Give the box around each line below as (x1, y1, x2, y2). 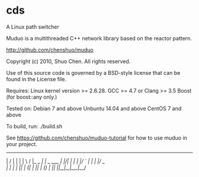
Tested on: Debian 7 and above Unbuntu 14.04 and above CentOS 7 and (6, 105, 182, 112)
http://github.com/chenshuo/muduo (6, 46, 94, 53)
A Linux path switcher (6, 23, 59, 30)
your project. (6, 140, 37, 147)
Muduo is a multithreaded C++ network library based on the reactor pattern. (6, 34, 192, 42)
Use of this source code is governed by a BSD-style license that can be (6, 69, 181, 76)
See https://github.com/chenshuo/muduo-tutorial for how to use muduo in (6, 134, 188, 141)
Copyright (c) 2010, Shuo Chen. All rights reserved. (6, 58, 131, 65)
